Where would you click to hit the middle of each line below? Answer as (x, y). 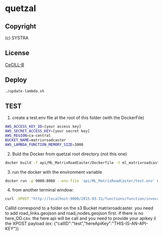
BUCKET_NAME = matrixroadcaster (36, 140)
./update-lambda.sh (25, 91)
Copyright (21, 26)
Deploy (16, 80)
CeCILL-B (15, 65)
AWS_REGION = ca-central (28, 136)
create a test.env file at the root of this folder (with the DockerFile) (78, 118)
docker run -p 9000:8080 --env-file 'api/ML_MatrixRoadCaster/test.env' (80, 181)
